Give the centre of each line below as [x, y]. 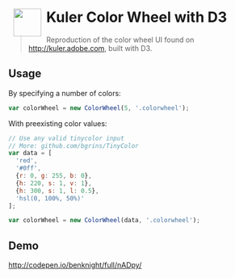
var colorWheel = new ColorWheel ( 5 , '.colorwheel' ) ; [99, 108]
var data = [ [30, 154]
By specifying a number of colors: [65, 93]
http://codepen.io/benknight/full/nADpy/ [75, 265]
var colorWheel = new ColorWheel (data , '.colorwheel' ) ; [104, 221]
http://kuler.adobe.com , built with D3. [90, 48]
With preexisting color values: [58, 123]
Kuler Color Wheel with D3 [137, 17]
